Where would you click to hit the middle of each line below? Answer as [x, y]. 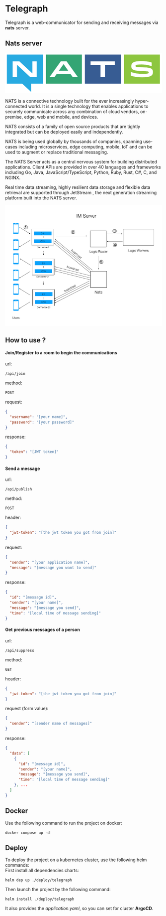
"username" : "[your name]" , [39, 417]
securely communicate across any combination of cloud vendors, [72, 112]
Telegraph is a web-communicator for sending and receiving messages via [82, 22]
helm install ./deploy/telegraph [40, 899]
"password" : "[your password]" [42, 422]
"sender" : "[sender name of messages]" [51, 724]
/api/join [15, 374]
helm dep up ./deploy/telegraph [39, 880]
